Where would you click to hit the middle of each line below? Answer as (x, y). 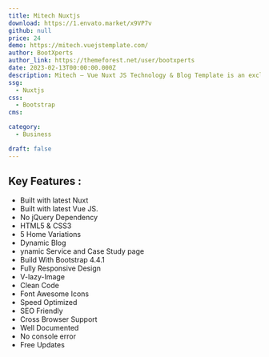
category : (25, 127)
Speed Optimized (48, 303)
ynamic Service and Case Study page (82, 251)
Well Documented (49, 328)
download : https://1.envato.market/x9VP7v (80, 23)
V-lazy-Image (42, 277)
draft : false (30, 149)
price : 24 (25, 38)
